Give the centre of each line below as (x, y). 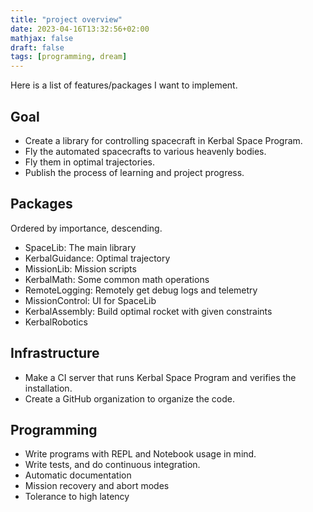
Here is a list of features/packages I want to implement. (124, 85)
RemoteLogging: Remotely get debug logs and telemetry (141, 290)
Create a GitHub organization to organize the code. (129, 398)
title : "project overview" (66, 19)
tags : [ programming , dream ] (69, 57)
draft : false (37, 47)
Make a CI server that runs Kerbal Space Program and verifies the (160, 377)
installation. (48, 388)
